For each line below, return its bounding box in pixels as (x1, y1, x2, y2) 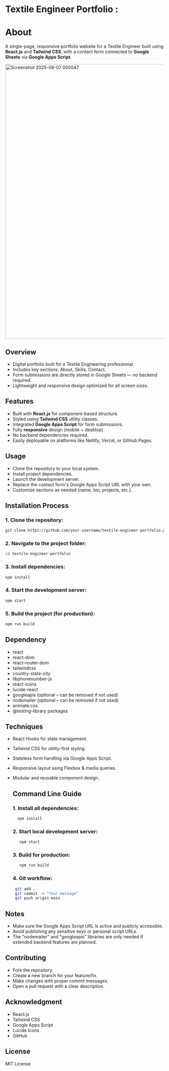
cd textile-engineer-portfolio (5, 551, 71, 556)
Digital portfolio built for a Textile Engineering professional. (12, 361, 134, 367)
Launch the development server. (12, 476, 80, 482)
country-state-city (12, 670, 51, 677)
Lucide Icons (12, 1027, 39, 1033)
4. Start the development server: (5, 587, 87, 594)
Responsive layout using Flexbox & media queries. (12, 765, 117, 771)
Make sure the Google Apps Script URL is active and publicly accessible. (12, 923, 163, 929)
